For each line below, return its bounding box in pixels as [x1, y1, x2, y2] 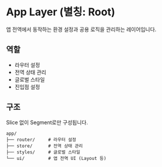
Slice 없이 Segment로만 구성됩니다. [6, 118, 88, 126]
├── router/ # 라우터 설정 [6, 137, 76, 142]
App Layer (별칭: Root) [6, 5, 116, 19]
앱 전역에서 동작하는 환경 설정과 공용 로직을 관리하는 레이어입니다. [6, 26, 157, 33]
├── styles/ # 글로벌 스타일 [6, 149, 80, 155]
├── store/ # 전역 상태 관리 [6, 143, 83, 149]
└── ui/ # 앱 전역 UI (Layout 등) [6, 155, 107, 161]
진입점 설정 [14, 83, 41, 90]
